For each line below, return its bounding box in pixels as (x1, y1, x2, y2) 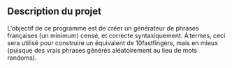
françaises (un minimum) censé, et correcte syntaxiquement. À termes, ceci (7, 31, 226, 40)
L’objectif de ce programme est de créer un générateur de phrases (7, 24, 199, 32)
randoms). (7, 53, 37, 62)
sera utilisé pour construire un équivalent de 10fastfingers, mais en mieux (7, 38, 219, 47)
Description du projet (7, 6, 102, 17)
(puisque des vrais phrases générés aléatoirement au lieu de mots (7, 46, 198, 54)
